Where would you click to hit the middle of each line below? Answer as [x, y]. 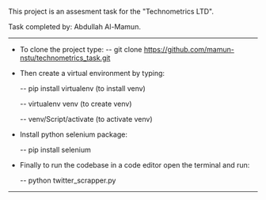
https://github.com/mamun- [189, 49]
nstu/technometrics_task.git [65, 58]
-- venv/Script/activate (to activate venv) [86, 119]
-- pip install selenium [55, 150]
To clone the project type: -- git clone [81, 49]
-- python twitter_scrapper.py [68, 180]
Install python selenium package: [74, 134]
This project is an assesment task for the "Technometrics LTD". [111, 11]
